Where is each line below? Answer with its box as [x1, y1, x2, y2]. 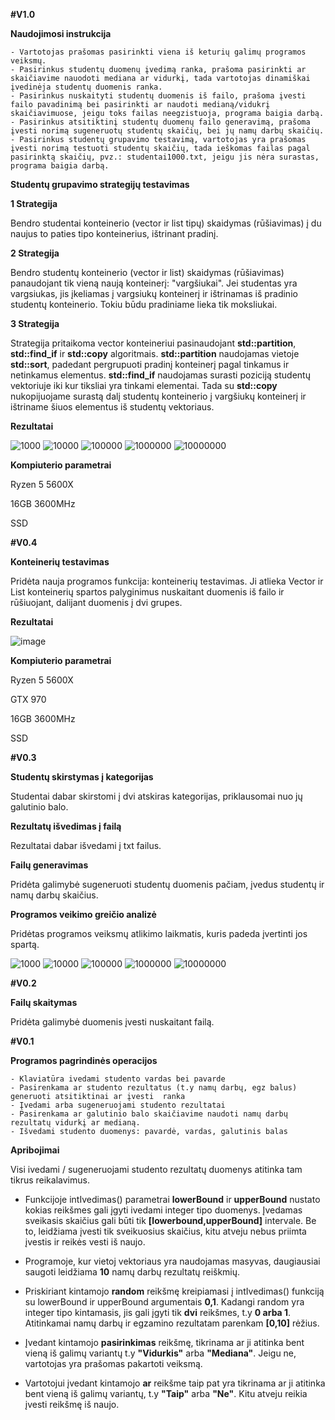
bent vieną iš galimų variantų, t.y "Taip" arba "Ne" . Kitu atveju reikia [24, 1388, 308, 1399]
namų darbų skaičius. [10, 889, 99, 901]
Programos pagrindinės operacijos [10, 1055, 158, 1066]
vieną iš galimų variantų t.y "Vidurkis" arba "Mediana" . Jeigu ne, [24, 1347, 297, 1359]
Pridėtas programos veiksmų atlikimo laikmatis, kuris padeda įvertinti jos [10, 928, 308, 939]
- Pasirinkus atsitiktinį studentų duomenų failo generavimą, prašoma [10, 117, 311, 127]
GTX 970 [10, 694, 47, 705]
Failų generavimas [10, 859, 89, 871]
